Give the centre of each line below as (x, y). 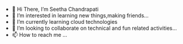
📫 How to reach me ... (39, 35)
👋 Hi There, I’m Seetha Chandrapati (55, 9)
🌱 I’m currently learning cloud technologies (65, 22)
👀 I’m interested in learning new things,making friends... (80, 15)
